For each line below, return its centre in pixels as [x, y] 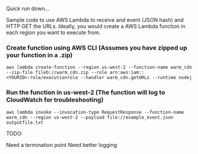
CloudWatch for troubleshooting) [55, 100]
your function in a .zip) [39, 55]
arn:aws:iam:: [127, 73]
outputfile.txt [25, 122]
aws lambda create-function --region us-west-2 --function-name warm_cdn [99, 67]
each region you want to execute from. [53, 32]
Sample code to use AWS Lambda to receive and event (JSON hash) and [95, 20]
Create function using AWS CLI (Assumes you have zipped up [97, 48]
